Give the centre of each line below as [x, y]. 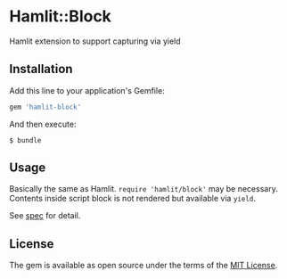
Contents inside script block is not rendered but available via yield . [133, 199]
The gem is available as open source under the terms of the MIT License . [143, 266]
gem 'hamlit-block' [45, 107]
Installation [41, 69]
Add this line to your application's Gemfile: [87, 90]
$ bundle [25, 140]
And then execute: [43, 124]
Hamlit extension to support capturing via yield [95, 41]
